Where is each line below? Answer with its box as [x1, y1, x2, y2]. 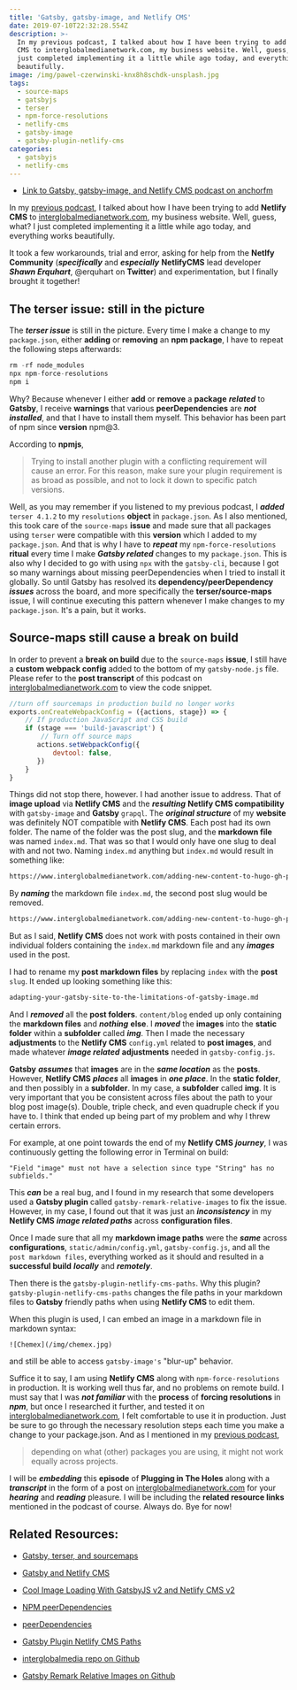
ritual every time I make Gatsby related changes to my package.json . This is [9, 548, 287, 558]
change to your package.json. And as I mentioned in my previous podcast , [9, 1430, 280, 1440]
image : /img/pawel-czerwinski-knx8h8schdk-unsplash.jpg [9, 71, 219, 80]
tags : [9, 79, 29, 88]
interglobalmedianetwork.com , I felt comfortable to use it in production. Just [9, 1410, 286, 1421]
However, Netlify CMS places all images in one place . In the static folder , [9, 1073, 281, 1084]
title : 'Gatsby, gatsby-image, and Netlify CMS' [9, 12, 192, 22]
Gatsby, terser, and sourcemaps [21, 1550, 139, 1561]
